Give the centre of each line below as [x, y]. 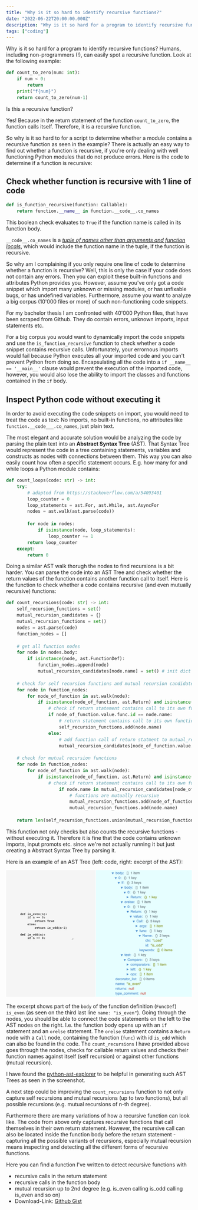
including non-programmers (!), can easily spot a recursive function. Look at [99, 55]
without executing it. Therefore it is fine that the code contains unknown [93, 838]
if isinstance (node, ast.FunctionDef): [76, 659]
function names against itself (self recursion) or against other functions [93, 1056]
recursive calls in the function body [57, 1182]
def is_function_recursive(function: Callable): [67, 205]
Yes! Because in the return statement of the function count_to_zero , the [93, 120]
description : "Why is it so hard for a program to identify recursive [95, 25]
